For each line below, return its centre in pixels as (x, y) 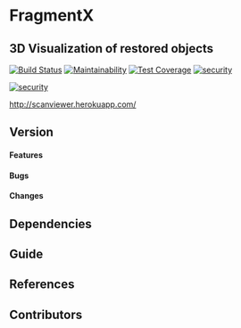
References (42, 285)
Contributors (46, 314)
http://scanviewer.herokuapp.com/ (73, 104)
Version (31, 132)
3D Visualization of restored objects (112, 49)
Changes (26, 196)
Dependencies (50, 224)
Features (26, 155)
